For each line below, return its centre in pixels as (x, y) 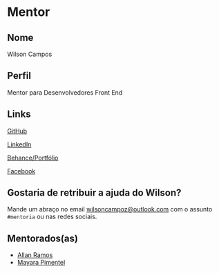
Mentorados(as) (42, 238)
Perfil (19, 76)
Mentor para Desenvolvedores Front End (65, 92)
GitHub (17, 131)
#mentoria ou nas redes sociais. (52, 217)
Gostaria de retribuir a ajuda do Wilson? (94, 193)
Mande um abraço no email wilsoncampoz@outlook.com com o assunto (110, 209)
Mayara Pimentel (41, 263)
